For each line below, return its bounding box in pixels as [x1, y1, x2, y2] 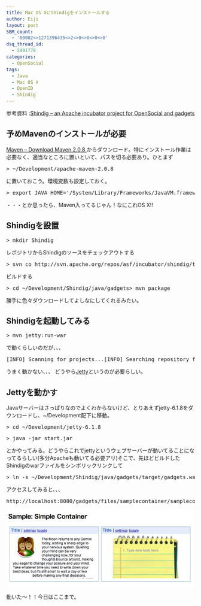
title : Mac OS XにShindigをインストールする [6, 10, 110, 16]
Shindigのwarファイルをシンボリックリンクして [6, 462, 123, 469]
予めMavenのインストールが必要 [6, 129, 127, 139]
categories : [6, 54, 36, 60]
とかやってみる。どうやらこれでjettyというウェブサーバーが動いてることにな [6, 447, 195, 454]
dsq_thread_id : [6, 41, 44, 47]
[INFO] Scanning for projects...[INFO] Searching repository [6, 356, 190, 363]
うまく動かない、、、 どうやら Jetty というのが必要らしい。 [6, 368, 147, 375]
